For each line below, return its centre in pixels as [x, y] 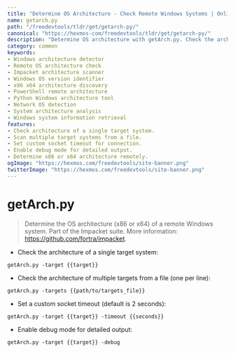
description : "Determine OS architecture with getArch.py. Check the [111, 40]
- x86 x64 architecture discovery [58, 85]
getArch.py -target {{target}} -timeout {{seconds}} [86, 316]
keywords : [22, 53]
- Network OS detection [42, 105]
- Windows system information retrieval [67, 117]
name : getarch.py [33, 20]
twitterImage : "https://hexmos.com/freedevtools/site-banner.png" [106, 170]
